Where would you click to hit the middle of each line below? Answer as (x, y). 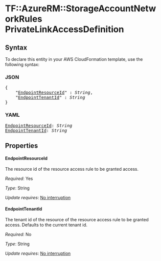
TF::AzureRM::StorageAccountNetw (81, 9)
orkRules (24, 19)
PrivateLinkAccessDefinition (65, 29)
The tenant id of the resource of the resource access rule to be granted (77, 220)
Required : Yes (19, 179)
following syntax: (22, 65)
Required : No (18, 235)
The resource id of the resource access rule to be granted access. (72, 169)
